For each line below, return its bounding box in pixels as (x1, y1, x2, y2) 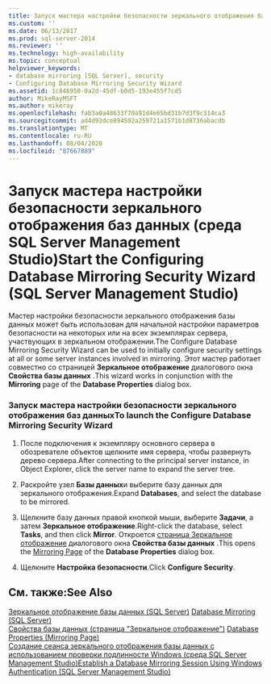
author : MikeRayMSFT (8, 94, 78, 102)
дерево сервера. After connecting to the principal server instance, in (19, 455, 250, 465)
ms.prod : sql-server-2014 (8, 34, 95, 43)
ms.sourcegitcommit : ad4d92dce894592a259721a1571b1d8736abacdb (8, 117, 226, 125)
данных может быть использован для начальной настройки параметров (8, 319, 260, 329)
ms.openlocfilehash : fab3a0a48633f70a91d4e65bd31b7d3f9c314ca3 (8, 110, 226, 118)
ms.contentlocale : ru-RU (8, 131, 92, 140)
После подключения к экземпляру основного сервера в (19, 438, 215, 448)
